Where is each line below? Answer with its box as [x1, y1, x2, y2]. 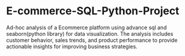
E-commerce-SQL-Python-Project [6, 4, 180, 18]
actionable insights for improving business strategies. [6, 43, 138, 50]
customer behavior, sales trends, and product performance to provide [6, 36, 178, 43]
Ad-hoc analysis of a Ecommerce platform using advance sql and [6, 24, 167, 31]
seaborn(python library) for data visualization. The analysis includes [6, 30, 174, 37]
